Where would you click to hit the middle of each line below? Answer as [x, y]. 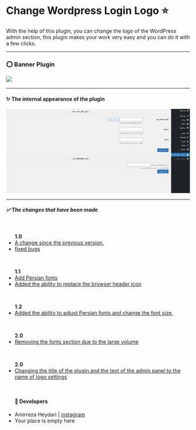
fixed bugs [27, 249]
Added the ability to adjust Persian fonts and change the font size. [94, 312]
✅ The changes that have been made [52, 210]
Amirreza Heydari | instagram [50, 414]
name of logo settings [41, 377]
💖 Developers [31, 401]
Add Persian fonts [36, 277]
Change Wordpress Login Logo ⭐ [87, 11]
